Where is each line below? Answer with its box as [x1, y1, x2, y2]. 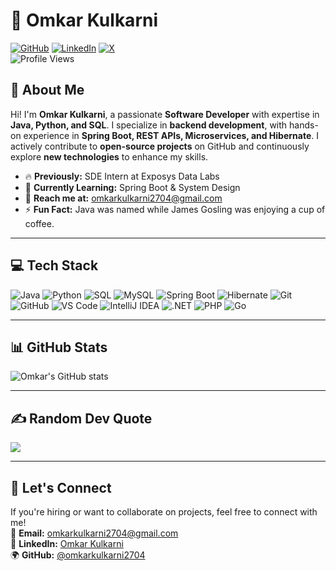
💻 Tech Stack [10, 257, 99, 274]
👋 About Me [10, 82, 85, 99]
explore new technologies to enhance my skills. [10, 150, 209, 163]
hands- [289, 119, 319, 131]
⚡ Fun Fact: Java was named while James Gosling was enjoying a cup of [24, 203, 326, 215]
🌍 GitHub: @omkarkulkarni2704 [10, 549, 146, 561]
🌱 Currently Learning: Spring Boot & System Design [24, 181, 241, 193]
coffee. [24, 217, 55, 229]
